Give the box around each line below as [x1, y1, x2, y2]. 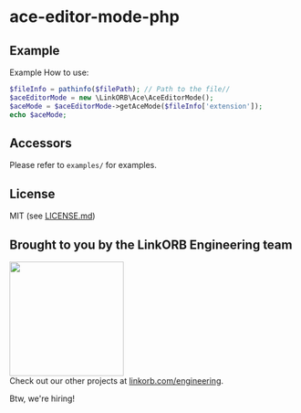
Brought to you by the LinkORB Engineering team [9, 237, 293, 252]
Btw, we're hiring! [9, 393, 76, 404]
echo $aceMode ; [9, 110, 67, 120]
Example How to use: [9, 67, 89, 78]
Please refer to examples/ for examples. [9, 160, 158, 171]
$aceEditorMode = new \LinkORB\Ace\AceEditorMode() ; [9, 93, 214, 102]
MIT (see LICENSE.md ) [9, 210, 96, 221]
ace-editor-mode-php [9, 6, 180, 27]
